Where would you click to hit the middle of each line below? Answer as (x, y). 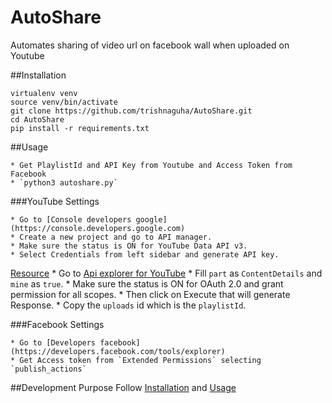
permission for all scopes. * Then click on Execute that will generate (150, 294)
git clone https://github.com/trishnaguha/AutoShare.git (131, 111)
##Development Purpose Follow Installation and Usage (123, 387)
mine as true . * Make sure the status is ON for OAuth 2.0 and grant (147, 283)
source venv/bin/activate (64, 102)
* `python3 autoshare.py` (64, 182)
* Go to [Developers (53, 342)
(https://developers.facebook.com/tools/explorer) (118, 351)
